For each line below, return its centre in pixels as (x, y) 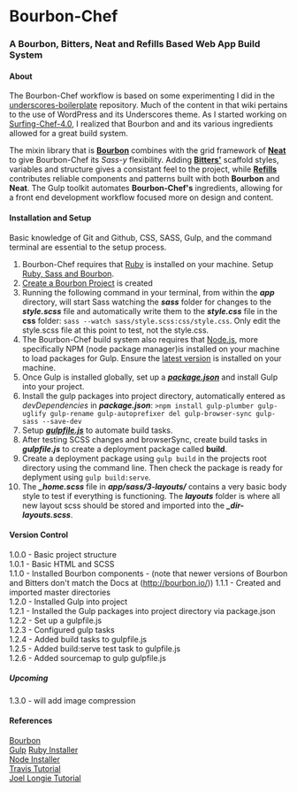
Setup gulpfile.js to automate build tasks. (98, 430)
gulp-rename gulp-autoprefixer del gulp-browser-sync (151, 413)
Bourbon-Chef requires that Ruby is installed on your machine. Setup (148, 264)
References (31, 721)
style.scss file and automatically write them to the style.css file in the (150, 311)
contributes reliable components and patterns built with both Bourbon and (145, 179)
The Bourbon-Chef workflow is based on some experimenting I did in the (142, 96)
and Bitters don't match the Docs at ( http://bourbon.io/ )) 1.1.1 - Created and (145, 582)
